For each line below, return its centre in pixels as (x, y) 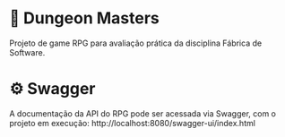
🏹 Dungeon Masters (84, 18)
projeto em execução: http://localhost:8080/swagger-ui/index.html (132, 123)
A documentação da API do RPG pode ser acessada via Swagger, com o (142, 113)
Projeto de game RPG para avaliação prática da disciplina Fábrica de (136, 43)
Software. (27, 52)
